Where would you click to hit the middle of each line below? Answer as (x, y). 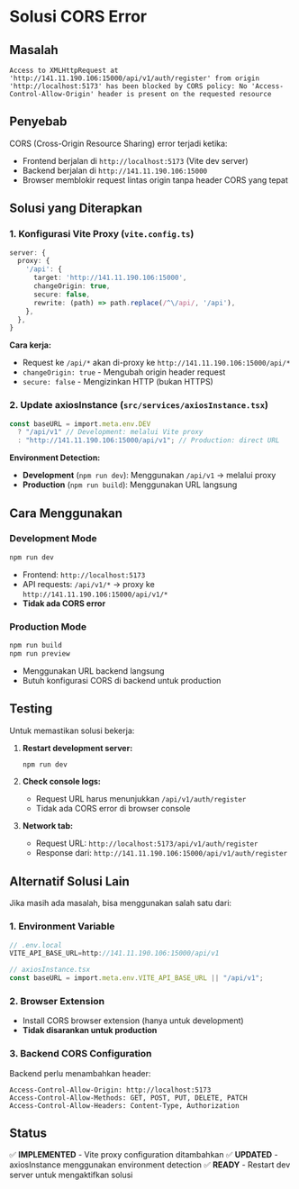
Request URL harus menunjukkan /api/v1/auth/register (141, 799)
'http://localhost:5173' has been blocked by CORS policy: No (128, 86)
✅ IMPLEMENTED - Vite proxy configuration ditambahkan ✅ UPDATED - (144, 1155)
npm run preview (40, 653)
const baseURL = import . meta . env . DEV (80, 424)
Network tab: (48, 826)
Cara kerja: (31, 345)
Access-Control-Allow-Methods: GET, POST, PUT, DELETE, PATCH (128, 1098)
